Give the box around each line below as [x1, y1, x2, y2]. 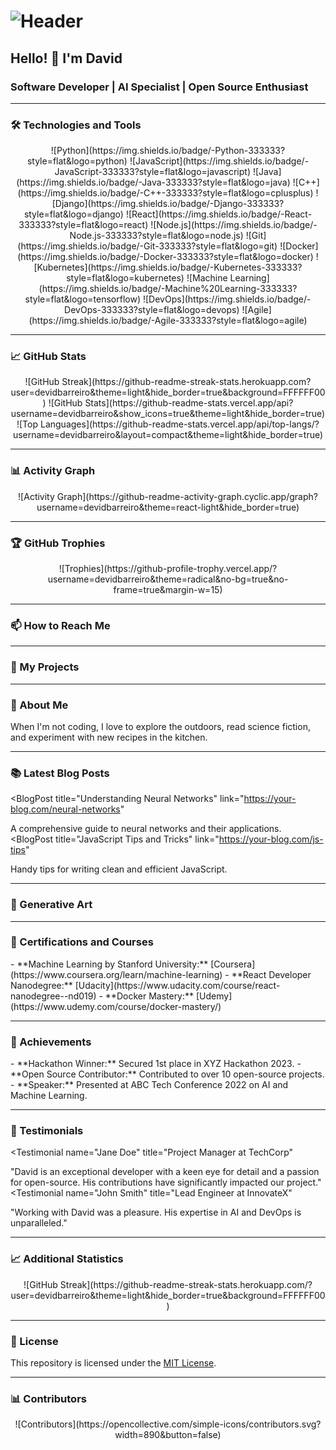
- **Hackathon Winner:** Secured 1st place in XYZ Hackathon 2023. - [10, 1058, 302, 1070]
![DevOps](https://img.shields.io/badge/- [142, 293, 312, 305]
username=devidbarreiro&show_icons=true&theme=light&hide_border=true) [10, 408, 326, 420]
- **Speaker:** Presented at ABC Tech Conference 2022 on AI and [10, 1079, 289, 1091]
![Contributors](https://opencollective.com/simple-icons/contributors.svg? [14, 1418, 322, 1430]
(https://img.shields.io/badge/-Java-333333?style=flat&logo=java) [16, 176, 291, 189]
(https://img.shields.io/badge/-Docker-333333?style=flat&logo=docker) [17, 251, 314, 263]
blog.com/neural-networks [10, 803, 121, 815]
